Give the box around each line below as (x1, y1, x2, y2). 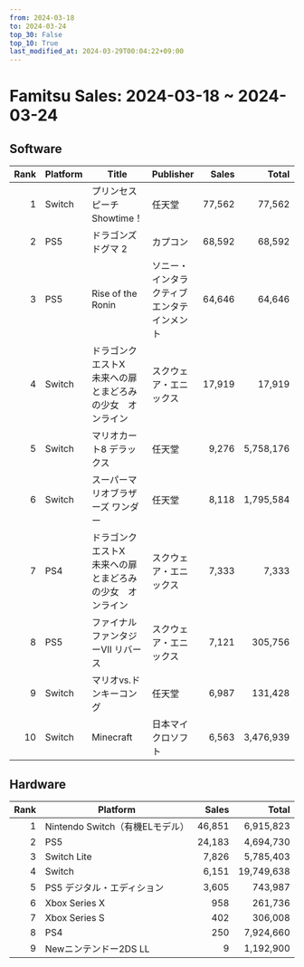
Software (9, 141, 62, 157)
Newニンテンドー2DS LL (44, 943, 150, 955)
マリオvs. (91, 674, 132, 686)
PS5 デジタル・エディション (44, 881, 165, 894)
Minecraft (91, 731, 133, 743)
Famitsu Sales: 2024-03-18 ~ (9, 86, 235, 107)
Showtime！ (91, 212, 143, 225)
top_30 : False (9, 30, 63, 39)
